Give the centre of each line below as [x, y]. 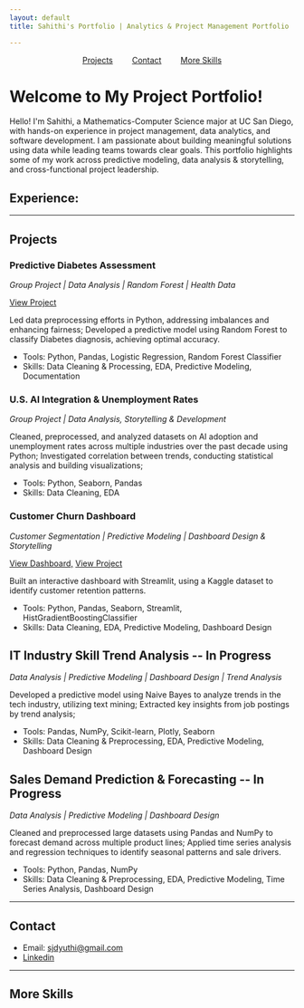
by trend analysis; [43, 714]
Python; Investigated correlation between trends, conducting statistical [142, 456]
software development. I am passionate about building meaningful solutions [151, 140]
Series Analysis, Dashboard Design [88, 889]
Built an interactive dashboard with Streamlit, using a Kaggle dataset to [142, 581]
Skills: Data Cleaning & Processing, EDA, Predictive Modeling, [137, 366]
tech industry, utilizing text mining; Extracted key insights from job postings [150, 705]
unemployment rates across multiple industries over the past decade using [148, 446]
